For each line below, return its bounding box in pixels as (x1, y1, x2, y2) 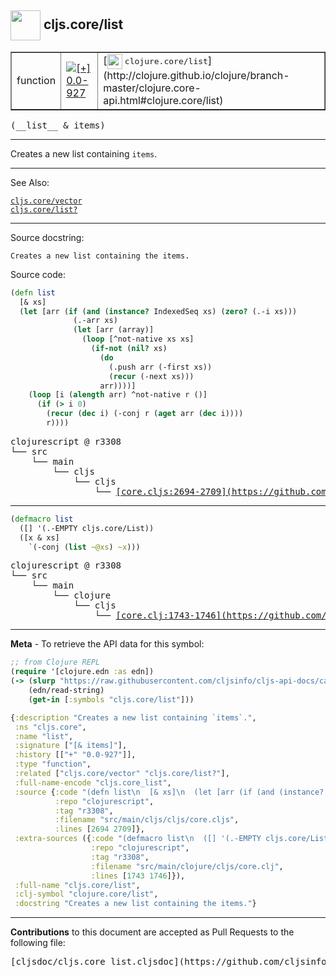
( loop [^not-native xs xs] (81, 334, 195, 345)
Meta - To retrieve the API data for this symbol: (10, 638, 205, 650)
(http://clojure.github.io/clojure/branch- (103, 68, 290, 82)
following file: (10, 937, 66, 949)
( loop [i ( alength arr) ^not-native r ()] (28, 390, 208, 400)
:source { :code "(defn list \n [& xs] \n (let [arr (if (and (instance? (14, 787, 325, 797)
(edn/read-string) (28, 686, 105, 696)
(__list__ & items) (10, 119, 106, 131)
